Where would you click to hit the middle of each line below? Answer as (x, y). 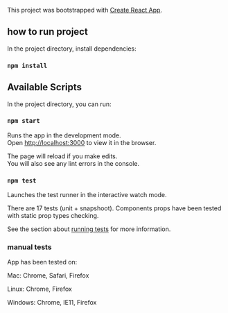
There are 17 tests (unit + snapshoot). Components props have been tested (114, 208)
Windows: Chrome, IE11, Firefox (52, 303)
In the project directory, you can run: (59, 104)
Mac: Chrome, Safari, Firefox (48, 276)
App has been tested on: (42, 262)
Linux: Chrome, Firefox (40, 289)
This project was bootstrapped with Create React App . (85, 10)
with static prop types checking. (53, 216)
